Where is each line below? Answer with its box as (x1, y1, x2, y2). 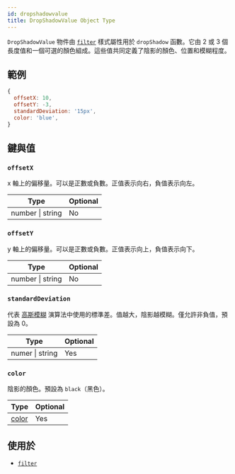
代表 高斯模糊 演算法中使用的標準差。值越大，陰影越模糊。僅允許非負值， (7, 310, 222, 318)
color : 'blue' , (13, 114, 59, 121)
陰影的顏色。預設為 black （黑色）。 (7, 385, 109, 393)
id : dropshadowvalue (7, 10, 69, 18)
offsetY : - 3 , (13, 101, 52, 108)
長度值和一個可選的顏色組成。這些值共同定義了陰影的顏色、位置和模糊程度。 (7, 46, 231, 54)
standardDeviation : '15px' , (13, 108, 97, 115)
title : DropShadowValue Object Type (7, 17, 115, 24)
